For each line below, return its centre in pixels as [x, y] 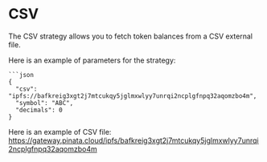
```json [21, 75]
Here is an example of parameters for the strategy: [92, 60]
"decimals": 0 [39, 110]
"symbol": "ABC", [45, 103]
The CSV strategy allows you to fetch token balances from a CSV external [131, 36]
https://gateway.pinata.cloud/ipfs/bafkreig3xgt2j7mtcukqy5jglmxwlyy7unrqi [133, 140]
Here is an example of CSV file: [60, 132]
